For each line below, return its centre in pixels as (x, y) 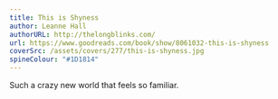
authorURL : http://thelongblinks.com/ (82, 34)
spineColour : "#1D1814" (54, 59)
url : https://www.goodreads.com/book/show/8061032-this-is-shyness (139, 43)
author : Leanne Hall (48, 26)
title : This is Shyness (54, 18)
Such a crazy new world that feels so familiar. (94, 85)
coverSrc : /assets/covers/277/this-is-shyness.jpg (107, 51)
